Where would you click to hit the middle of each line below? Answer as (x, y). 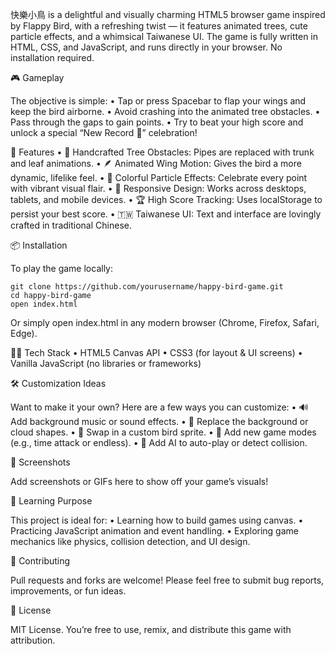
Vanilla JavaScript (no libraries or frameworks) (106, 363)
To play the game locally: (62, 268)
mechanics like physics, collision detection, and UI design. (130, 541)
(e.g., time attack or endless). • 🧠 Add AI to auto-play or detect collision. (159, 442)
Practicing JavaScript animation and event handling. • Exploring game (154, 531)
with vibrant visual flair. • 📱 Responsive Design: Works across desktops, (158, 188)
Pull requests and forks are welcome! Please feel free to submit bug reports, (167, 580)
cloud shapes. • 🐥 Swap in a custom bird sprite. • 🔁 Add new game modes (163, 432)
